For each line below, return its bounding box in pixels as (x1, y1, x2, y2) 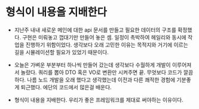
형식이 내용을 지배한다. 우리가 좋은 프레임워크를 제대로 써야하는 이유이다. (14, 96, 183, 103)
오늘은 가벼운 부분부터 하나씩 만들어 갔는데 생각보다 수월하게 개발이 (14, 61, 171, 68)
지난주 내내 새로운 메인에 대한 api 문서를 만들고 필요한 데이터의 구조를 (14, 26, 177, 33)
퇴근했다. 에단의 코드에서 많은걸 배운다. (20, 83, 112, 91)
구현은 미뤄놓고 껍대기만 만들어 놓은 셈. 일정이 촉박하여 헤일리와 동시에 (22, 33, 186, 41)
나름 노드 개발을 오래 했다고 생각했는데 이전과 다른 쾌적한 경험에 (27, 76, 176, 83)
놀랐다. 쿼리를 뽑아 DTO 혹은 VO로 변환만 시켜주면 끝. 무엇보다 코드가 (20, 68, 182, 76)
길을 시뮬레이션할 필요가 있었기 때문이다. (14, 48, 109, 55)
